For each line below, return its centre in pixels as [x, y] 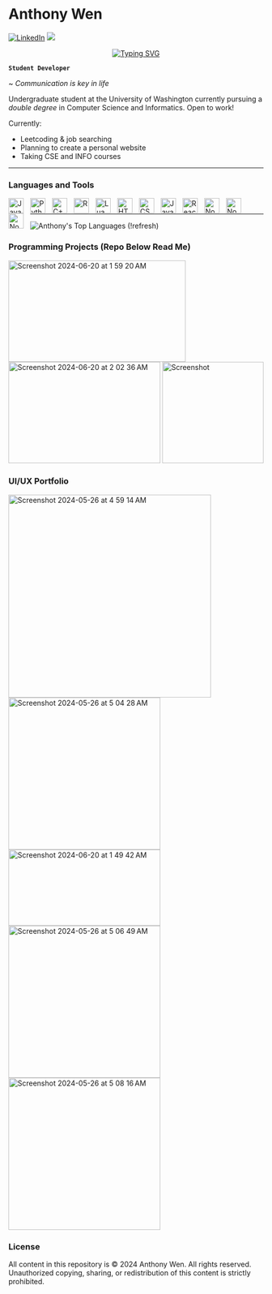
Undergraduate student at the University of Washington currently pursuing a [136, 99]
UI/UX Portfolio [38, 481]
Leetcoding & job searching [66, 139]
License [24, 1246]
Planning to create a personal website [83, 148]
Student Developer [39, 68]
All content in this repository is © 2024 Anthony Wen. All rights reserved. [130, 1264]
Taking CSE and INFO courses [70, 156]
